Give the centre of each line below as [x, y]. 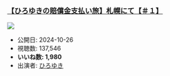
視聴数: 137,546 [39, 49]
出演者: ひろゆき [40, 66]
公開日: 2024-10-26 [45, 40]
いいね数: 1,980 [39, 57]
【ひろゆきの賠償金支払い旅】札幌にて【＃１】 [85, 10]
